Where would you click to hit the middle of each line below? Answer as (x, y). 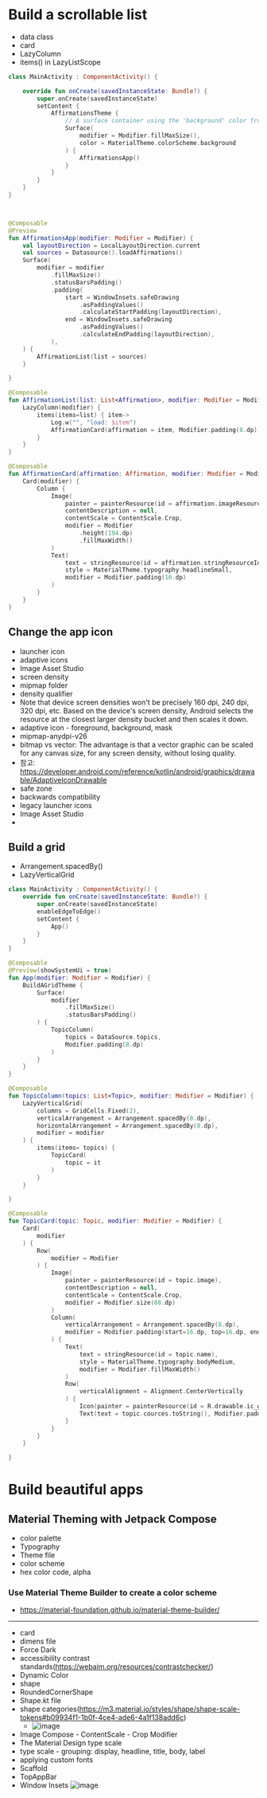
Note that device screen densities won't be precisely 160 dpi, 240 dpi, (134, 702)
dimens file (38, 1641)
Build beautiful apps (76, 1490)
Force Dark (38, 1650)
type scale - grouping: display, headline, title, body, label (112, 1752)
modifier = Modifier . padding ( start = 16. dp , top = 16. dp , (156, 1333)
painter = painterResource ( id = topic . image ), (143, 1281)
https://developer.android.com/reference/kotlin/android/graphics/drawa (137, 771)
